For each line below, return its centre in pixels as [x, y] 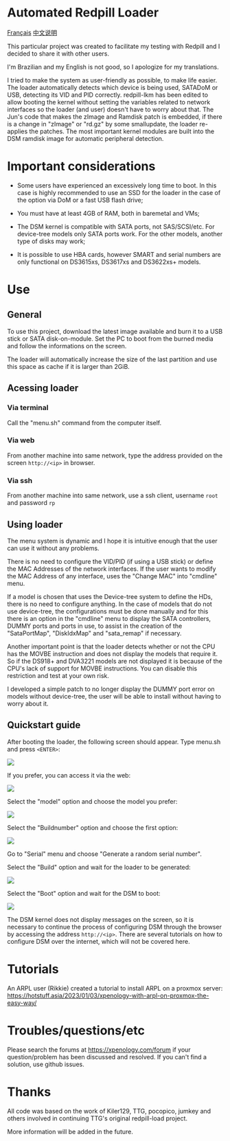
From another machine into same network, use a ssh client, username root [113, 495]
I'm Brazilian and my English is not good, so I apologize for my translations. [113, 67]
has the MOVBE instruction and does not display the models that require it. [113, 653]
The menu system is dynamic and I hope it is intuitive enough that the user [112, 541]
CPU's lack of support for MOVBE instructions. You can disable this [102, 668]
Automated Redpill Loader [83, 13]
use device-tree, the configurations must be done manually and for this [108, 611]
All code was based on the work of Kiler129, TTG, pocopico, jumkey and [109, 1111]
